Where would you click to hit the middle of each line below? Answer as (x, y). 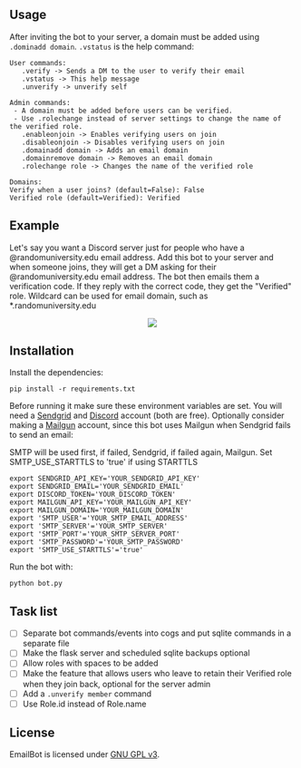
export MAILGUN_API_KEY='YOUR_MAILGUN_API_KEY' (101, 502)
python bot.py (36, 584)
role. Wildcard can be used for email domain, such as (109, 296)
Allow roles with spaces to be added (90, 663)
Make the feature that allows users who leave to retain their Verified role (157, 674)
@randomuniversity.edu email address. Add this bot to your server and (141, 257)
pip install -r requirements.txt (73, 389)
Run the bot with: (41, 567)
